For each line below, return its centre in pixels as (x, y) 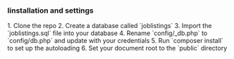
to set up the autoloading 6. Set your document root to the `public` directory (117, 48)
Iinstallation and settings (50, 11)
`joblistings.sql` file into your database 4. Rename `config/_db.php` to (107, 33)
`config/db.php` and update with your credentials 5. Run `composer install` (115, 41)
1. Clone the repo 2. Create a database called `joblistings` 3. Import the (110, 26)
